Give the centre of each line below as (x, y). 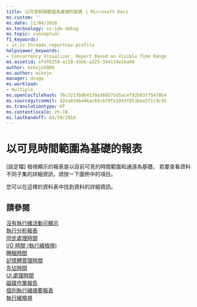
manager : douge (25, 78)
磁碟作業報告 (22, 283)
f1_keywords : (22, 39)
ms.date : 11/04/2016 (32, 23)
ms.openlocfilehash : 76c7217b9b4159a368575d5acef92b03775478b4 (87, 95)
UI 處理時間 (20, 275)
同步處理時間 (22, 238)
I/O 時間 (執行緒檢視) (32, 245)
